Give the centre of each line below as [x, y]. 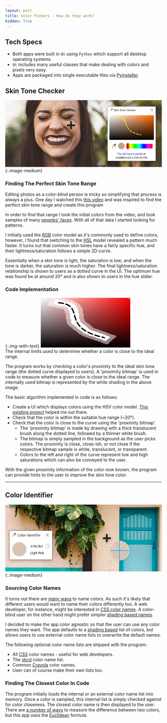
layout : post [19, 10]
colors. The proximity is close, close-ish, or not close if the [80, 444]
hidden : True [19, 21]
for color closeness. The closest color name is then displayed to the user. [80, 705]
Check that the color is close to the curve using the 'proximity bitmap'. [84, 422]
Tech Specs [24, 42]
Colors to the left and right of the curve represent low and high [84, 454]
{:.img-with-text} [22, 346]
